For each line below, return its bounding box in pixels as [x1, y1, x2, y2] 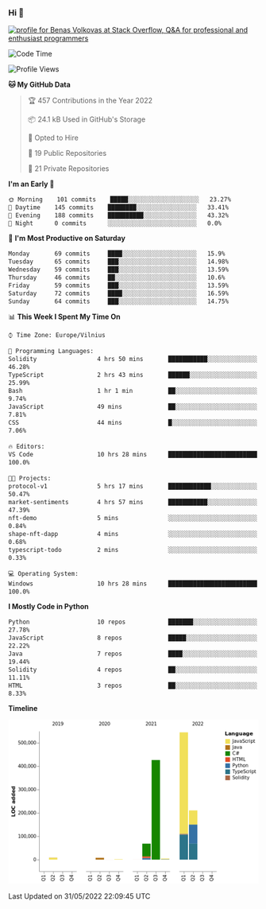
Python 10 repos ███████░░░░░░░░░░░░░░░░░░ [8, 618, 258, 627]
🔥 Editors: [8, 443, 45, 451]
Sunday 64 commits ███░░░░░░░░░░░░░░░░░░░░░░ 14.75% [8, 297, 229, 305]
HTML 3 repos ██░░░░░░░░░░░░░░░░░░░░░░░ [8, 682, 258, 690]
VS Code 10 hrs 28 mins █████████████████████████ [8, 451, 258, 459]
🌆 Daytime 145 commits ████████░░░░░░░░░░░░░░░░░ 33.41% [8, 204, 229, 212]
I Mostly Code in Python [8, 602, 89, 612]
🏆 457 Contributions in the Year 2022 [27, 95, 153, 106]
